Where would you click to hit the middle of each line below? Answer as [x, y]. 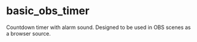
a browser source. [29, 33]
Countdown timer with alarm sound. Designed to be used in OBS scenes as [98, 27]
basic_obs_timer [48, 11]
